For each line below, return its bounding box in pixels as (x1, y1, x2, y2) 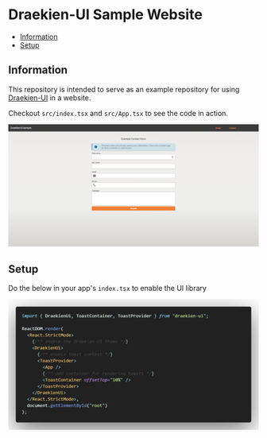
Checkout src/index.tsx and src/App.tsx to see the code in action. (8, 108, 229, 118)
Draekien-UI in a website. (8, 93, 91, 103)
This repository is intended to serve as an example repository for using (8, 84, 240, 94)
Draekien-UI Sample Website (8, 6, 203, 24)
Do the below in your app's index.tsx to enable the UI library (8, 284, 207, 293)
